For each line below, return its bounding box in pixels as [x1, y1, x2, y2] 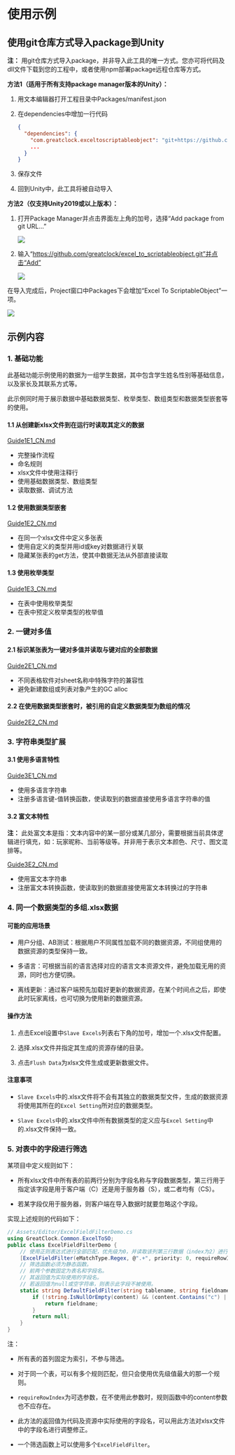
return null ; [32, 1313, 71, 1320]
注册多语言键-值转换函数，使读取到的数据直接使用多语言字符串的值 [17, 795, 211, 803]
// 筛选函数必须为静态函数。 [20, 1261, 92, 1268]
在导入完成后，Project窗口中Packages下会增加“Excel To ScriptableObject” [7, 286, 222, 295]
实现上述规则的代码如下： [7, 1215, 81, 1223]
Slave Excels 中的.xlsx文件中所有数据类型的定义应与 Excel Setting [17, 1116, 208, 1124]
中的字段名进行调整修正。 [17, 1426, 92, 1434]
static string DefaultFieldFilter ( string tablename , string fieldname [20, 1287, 230, 1294]
